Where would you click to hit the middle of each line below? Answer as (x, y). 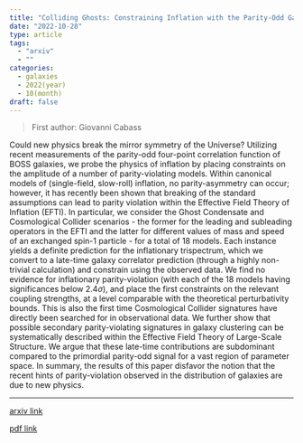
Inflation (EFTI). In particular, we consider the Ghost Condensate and (137, 212)
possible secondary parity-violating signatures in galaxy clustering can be (147, 327)
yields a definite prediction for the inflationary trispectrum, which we (137, 250)
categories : (32, 69)
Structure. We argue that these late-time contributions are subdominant (142, 347)
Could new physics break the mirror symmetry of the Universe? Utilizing (143, 145)
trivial (19, 270)
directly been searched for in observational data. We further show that (140, 318)
